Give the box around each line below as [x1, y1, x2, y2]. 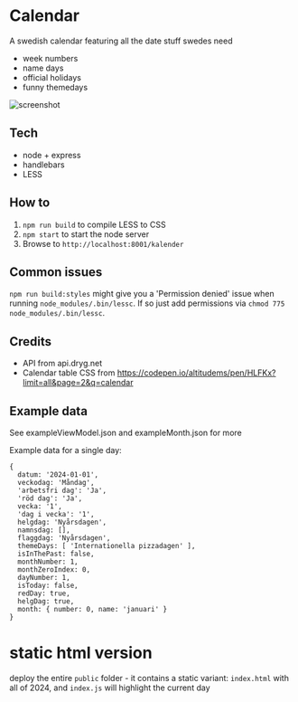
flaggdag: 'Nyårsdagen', [17, 534, 111, 543]
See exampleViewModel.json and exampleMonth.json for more [9, 427, 242, 438]
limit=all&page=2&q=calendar [22, 377, 134, 388]
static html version [9, 643, 153, 663]
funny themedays [22, 81, 88, 92]
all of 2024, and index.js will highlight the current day [9, 682, 210, 693]
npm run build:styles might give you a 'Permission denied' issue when [9, 289, 275, 299]
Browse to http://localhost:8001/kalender [22, 238, 184, 249]
